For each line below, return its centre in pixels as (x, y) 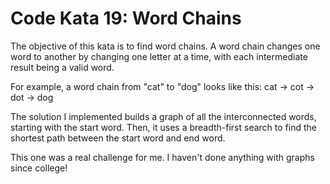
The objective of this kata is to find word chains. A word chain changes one (165, 46)
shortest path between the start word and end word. (118, 138)
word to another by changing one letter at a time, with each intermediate (159, 56)
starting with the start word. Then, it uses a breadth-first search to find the (163, 127)
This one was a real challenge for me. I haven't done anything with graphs (162, 157)
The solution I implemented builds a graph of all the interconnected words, (163, 116)
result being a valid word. (62, 67)
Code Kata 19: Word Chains (126, 18)
